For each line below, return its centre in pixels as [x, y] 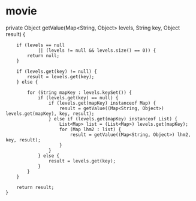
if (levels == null [41, 45]
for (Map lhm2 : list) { [90, 129]
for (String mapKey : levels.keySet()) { [80, 92]
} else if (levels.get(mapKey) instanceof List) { [113, 119]
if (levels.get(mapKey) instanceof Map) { [102, 103]
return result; [35, 187]
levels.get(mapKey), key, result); [50, 113]
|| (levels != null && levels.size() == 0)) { [97, 50]
